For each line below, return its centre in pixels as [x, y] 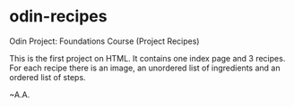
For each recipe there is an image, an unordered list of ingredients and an [145, 68]
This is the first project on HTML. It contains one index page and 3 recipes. [147, 58]
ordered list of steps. [48, 77]
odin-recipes [58, 16]
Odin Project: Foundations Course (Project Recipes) [104, 41]
